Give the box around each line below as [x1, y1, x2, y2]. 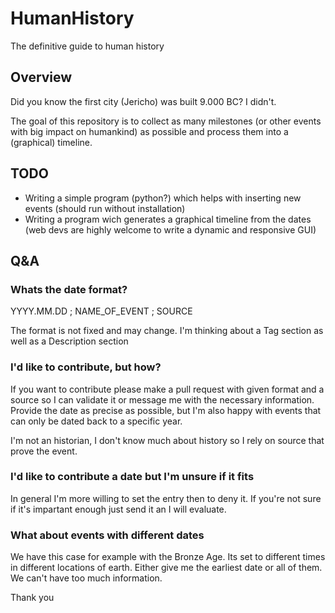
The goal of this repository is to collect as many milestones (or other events [10, 115, 322, 127]
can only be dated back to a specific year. [10, 415, 183, 427]
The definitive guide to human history [10, 40, 165, 52]
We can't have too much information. [10, 572, 163, 584]
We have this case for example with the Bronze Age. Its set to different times [10, 551, 326, 563]
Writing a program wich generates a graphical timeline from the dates [24, 213, 312, 225]
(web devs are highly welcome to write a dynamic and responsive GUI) [24, 223, 317, 236]
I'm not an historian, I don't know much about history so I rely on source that [10, 434, 325, 446]
